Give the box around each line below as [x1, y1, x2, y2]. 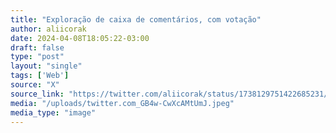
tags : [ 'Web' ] [10, 71, 70, 81]
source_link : [10, 89, 65, 99]
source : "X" [10, 80, 60, 90]
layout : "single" [10, 61, 83, 71]
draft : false [10, 42, 65, 53]
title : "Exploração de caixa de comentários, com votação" [10, 14, 262, 25]
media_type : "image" [10, 107, 97, 118]
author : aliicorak [10, 24, 87, 34]
